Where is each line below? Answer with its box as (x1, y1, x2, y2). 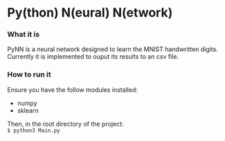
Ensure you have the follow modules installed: (7, 85, 138, 94)
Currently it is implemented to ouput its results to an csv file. (7, 53, 179, 61)
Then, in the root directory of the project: (7, 120, 124, 128)
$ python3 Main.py (7, 126, 60, 134)
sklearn (17, 106, 39, 115)
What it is (7, 30, 40, 39)
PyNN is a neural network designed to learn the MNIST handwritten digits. (7, 45, 218, 53)
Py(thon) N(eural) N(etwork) (7, 5, 173, 21)
